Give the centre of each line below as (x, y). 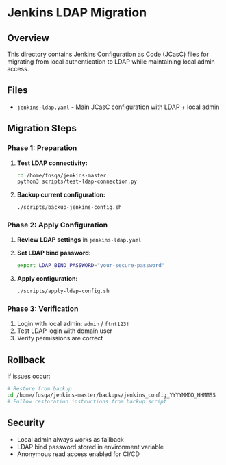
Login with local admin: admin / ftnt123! (73, 324)
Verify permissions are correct (60, 338)
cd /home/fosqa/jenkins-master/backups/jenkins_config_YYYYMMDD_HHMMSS (111, 395)
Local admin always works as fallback (71, 439)
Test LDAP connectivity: (52, 163)
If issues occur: (29, 376)
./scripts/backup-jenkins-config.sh (69, 208)
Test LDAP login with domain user (65, 331)
